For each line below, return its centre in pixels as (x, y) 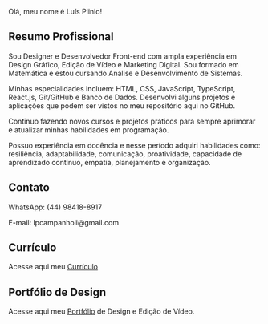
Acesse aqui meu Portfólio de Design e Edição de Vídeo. (102, 311)
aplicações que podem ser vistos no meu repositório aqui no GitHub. (122, 105)
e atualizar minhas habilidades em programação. (89, 130)
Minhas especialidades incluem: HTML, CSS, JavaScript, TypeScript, (122, 88)
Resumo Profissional (61, 36)
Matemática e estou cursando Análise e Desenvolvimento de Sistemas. (126, 73)
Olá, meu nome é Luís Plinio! (55, 12)
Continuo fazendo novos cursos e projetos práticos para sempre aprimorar (132, 121)
